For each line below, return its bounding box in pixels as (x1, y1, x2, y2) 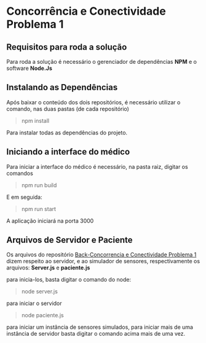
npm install (21, 117, 50, 124)
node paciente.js (21, 312, 64, 319)
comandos (6, 169, 34, 177)
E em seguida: (6, 193, 42, 201)
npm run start (21, 205, 57, 212)
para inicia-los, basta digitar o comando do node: (6, 276, 131, 283)
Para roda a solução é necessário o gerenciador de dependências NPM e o (6, 58, 197, 65)
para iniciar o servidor (6, 299, 63, 307)
